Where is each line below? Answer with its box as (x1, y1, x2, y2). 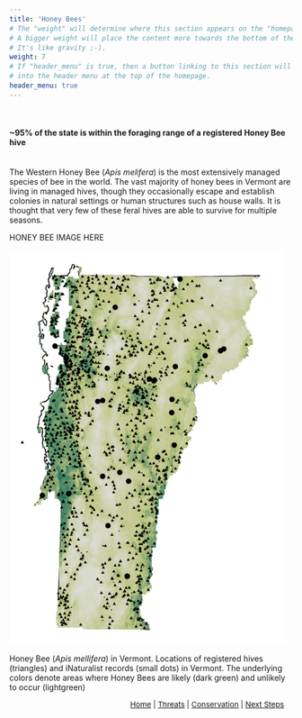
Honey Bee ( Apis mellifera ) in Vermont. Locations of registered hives (9, 653, 263, 664)
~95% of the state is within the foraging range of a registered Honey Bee (9, 127, 286, 139)
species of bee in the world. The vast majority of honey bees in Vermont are (9, 176, 291, 186)
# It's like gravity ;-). (9, 43, 106, 52)
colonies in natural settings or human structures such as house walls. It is (9, 195, 281, 206)
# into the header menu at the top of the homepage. (9, 72, 211, 81)
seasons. (9, 214, 43, 225)
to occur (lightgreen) (9, 681, 86, 693)
